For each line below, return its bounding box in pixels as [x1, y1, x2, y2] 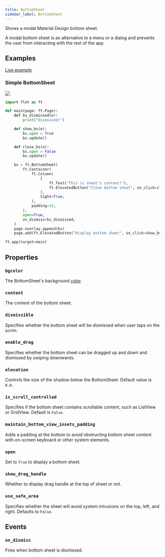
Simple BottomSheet [5, 79, 55, 86]
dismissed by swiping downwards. [5, 354, 75, 360]
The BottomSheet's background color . [5, 278, 82, 283]
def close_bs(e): [14, 144, 50, 150]
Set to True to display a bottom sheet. [5, 459, 81, 465]
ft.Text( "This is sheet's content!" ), [49, 180, 129, 185]
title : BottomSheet [5, 7, 45, 12]
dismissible [5, 312, 34, 318]
